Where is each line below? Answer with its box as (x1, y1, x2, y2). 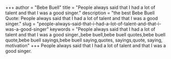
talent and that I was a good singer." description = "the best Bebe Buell (5, 10, 155, 16)
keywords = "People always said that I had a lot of (50, 26, 156, 32)
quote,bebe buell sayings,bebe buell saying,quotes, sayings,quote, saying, (5, 37, 163, 43)
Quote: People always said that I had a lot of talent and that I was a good (5, 15, 158, 21)
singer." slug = (5, 21, 36, 27)
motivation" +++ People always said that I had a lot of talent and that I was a (5, 43, 166, 48)
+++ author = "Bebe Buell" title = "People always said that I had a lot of (5, 5, 156, 10)
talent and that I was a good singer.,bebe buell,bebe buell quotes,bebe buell (5, 32, 165, 37)
